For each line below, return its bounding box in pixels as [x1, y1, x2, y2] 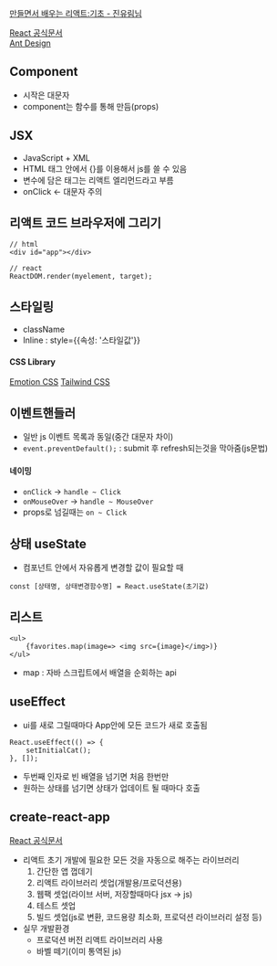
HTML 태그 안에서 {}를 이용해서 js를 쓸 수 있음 [22, 163, 188, 174]
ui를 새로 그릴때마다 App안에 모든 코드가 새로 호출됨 [22, 719, 208, 730]
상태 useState [9, 536, 87, 551]
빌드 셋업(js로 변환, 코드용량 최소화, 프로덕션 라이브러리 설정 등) [36, 911, 262, 922]
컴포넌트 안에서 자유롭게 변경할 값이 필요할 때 [22, 562, 184, 573]
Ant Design [9, 37, 52, 48]
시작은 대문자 [22, 90, 70, 101]
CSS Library [9, 356, 56, 367]
